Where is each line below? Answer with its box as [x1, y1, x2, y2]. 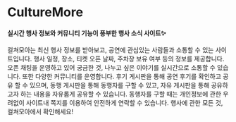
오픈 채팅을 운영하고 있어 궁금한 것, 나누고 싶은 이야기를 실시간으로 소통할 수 [7, 63, 216, 72]
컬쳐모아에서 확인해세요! [7, 107, 74, 116]
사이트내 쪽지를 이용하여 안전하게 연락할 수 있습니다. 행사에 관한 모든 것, [25, 99, 223, 107]
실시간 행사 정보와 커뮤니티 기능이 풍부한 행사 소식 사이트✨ [7, 29, 167, 37]
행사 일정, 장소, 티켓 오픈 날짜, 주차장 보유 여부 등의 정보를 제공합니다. [33, 54, 225, 63]
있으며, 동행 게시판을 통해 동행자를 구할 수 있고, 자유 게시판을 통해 [29, 81, 210, 90]
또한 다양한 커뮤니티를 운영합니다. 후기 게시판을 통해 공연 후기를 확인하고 [22, 72, 222, 81]
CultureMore [7, 4, 83, 20]
